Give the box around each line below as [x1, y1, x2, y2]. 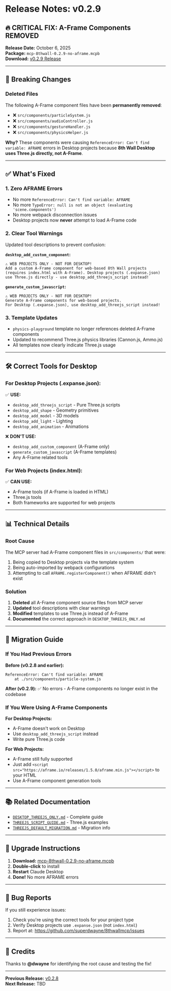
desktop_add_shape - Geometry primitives [12, 407, 99, 413]
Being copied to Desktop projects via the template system [12, 559, 134, 565]
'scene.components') [12, 207, 56, 212]
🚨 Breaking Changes [5, 75, 71, 84]
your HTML [12, 772, 37, 778]
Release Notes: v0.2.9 [5, 3, 101, 15]
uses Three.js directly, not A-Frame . [5, 150, 83, 156]
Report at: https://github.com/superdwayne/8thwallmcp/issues [12, 928, 145, 934]
